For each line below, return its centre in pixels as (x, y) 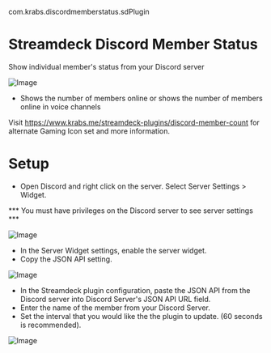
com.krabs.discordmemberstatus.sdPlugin (79, 12)
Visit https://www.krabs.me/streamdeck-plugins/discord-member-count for (134, 122)
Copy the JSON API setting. (66, 259)
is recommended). (51, 325)
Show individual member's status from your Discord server (106, 66)
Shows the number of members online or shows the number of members (141, 98)
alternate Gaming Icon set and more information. (89, 131)
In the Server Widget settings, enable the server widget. (113, 250)
